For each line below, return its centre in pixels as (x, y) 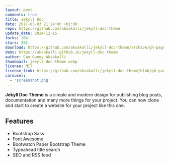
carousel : (16, 76)
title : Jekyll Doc (24, 19)
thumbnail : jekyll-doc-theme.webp (41, 62)
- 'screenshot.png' (30, 80)
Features (19, 121)
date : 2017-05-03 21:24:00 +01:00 (41, 24)
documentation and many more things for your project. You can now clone (82, 100)
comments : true (21, 15)
